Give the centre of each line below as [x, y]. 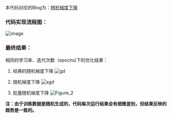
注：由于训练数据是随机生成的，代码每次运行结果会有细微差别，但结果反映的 [86, 104]
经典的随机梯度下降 [33, 71]
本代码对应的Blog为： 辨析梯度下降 [41, 7]
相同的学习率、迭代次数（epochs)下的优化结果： [57, 60]
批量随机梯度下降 [31, 93]
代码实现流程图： [26, 22]
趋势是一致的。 [21, 110]
